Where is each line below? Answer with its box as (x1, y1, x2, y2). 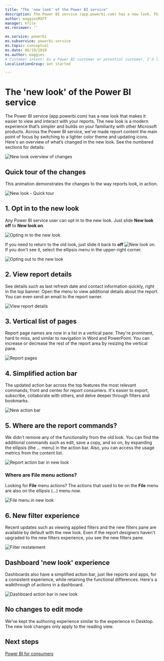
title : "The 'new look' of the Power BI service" (5, 7, 108, 12)
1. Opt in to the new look (5, 205, 79, 213)
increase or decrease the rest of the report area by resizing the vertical (5, 340, 148, 347)
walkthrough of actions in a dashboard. (5, 581, 84, 587)
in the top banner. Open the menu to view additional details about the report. (5, 289, 159, 294)
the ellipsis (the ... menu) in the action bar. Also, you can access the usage (5, 445, 155, 451)
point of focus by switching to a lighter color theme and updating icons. (5, 134, 149, 140)
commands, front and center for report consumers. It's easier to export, (5, 388, 149, 393)
